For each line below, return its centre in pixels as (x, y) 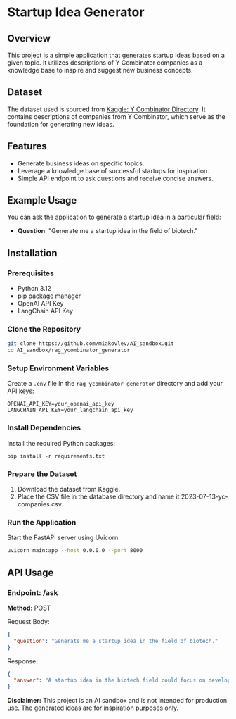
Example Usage (42, 200)
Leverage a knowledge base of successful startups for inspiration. (113, 170)
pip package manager (49, 296)
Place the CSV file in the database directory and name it (98, 496)
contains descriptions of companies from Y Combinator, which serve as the (117, 116)
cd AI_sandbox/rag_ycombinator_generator (69, 350)
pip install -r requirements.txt (56, 456)
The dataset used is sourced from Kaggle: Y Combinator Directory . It (106, 109)
